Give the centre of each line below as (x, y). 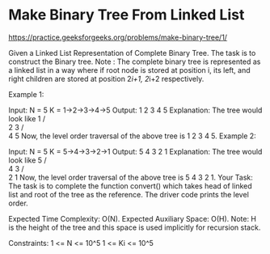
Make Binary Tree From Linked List (127, 15)
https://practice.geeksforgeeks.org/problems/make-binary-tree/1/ (118, 37)
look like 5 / (27, 160)
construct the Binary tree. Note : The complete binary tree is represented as (135, 61)
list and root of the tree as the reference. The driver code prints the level (129, 194)
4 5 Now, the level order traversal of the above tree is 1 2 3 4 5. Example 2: (132, 136)
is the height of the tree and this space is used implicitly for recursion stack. (135, 227)
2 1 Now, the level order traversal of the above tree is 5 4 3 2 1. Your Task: (131, 177)
